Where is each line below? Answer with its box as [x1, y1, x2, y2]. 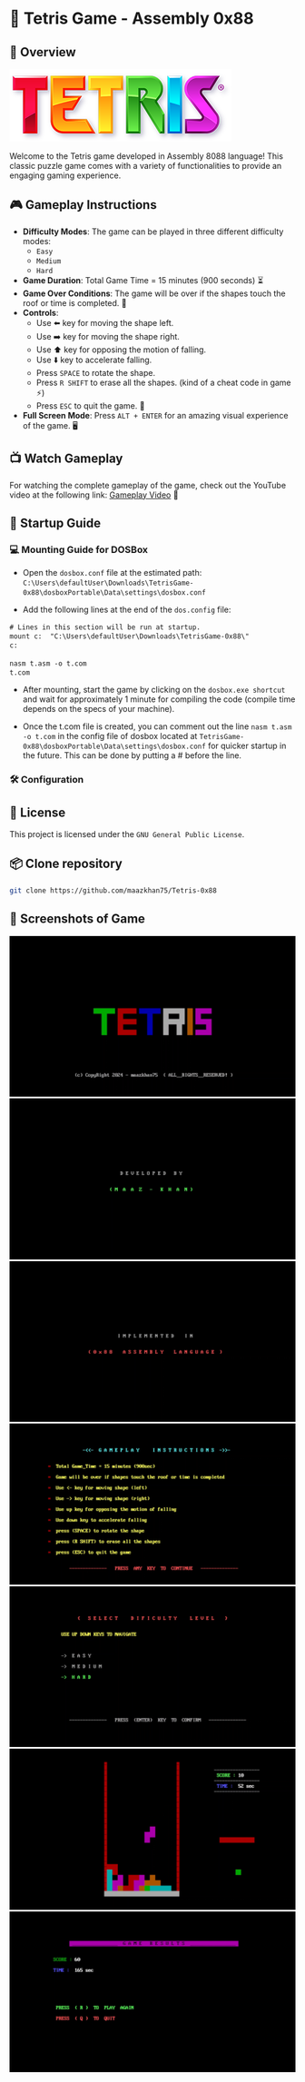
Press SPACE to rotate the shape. [35, 367, 156, 378]
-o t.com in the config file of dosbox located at [22, 731, 198, 742]
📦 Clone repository [9, 856, 123, 872]
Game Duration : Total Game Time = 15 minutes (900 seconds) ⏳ [22, 274, 264, 285]
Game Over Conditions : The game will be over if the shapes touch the [22, 288, 286, 299]
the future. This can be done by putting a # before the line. [22, 750, 242, 761]
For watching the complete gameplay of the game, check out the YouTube [9, 479, 287, 490]
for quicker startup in [207, 740, 287, 752]
